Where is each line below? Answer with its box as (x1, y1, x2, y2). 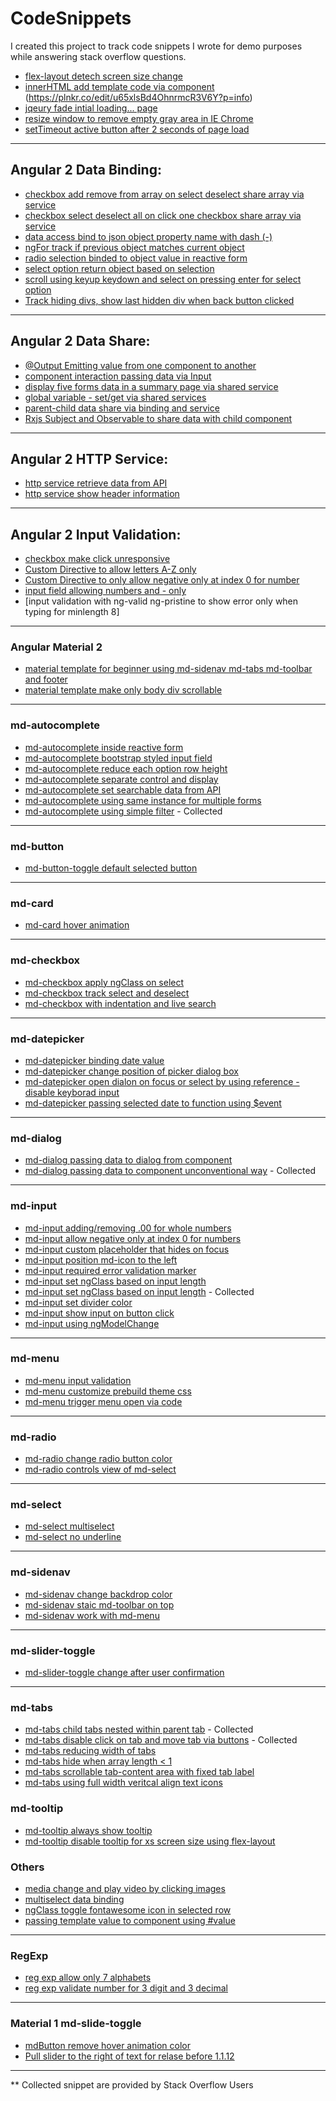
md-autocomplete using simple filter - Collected (24, 805, 223, 817)
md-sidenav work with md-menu (24, 1609, 160, 1621)
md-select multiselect (24, 1520, 115, 1532)
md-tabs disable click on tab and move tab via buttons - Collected (24, 1734, 298, 1746)
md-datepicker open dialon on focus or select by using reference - (24, 1075, 300, 1087)
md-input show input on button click (24, 1307, 175, 1319)
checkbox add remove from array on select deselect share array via (24, 188, 305, 200)
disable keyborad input (24, 1086, 120, 1098)
